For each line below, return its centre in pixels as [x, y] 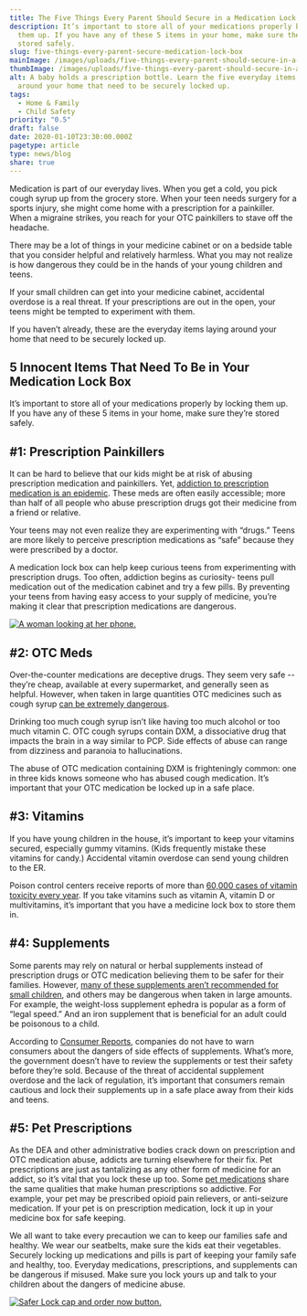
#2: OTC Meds [51, 653]
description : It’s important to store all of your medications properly [151, 27]
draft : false [34, 129]
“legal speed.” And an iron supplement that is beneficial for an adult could [148, 1014]
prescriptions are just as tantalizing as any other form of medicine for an [145, 1170]
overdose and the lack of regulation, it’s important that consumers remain [148, 1080]
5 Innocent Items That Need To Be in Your [129, 367]
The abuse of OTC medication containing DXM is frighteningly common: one [153, 768]
